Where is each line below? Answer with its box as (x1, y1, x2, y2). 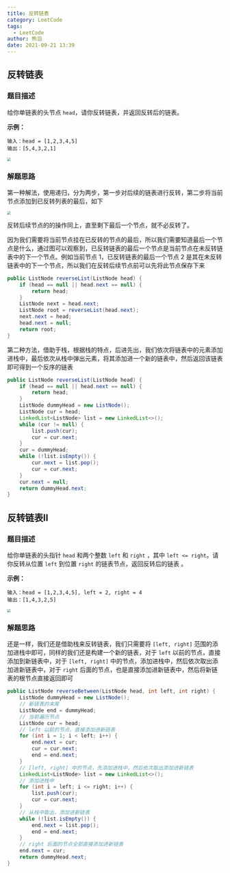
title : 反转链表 (7, 10, 49, 17)
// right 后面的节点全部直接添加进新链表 (19, 841, 124, 848)
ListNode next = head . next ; (19, 300, 99, 307)
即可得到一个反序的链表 (7, 363, 73, 371)
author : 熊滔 (7, 36, 42, 43)
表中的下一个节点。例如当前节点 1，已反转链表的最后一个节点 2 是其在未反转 (7, 252, 222, 261)
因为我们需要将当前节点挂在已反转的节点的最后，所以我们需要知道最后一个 (7, 235, 217, 243)
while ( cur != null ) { (19, 421, 84, 428)
